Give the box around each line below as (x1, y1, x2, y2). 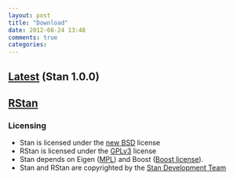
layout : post (8, 11, 51, 20)
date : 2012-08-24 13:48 (8, 26, 86, 34)
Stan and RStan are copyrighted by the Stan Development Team (19, 163, 226, 173)
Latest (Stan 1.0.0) (8, 70, 100, 83)
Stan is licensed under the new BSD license (19, 138, 161, 148)
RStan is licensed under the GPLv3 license (19, 146, 157, 156)
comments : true (8, 33, 58, 42)
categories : (8, 41, 47, 49)
